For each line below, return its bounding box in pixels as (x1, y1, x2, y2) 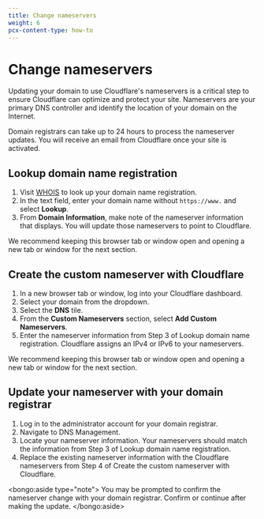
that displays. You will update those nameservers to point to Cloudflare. (19, 221, 252, 231)
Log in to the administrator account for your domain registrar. (19, 419, 218, 428)
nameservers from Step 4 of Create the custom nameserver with (19, 461, 230, 470)
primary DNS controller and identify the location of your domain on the (8, 103, 237, 113)
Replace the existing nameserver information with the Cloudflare (19, 452, 229, 462)
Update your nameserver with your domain (8, 385, 224, 399)
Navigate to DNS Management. (19, 427, 121, 437)
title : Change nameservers (8, 11, 97, 20)
